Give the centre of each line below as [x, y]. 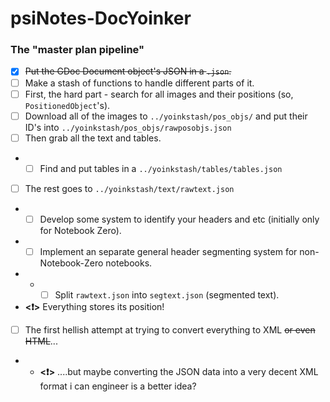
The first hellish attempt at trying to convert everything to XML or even [170, 330]
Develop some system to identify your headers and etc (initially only [179, 219]
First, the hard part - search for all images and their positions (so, [159, 94]
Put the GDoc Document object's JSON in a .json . [128, 71]
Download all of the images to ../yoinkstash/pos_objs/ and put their [166, 116]
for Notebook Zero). [80, 230]
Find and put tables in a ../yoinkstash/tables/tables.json [161, 168]
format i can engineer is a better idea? [118, 386]
